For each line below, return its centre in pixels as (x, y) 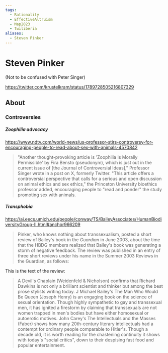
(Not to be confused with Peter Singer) (45, 77)
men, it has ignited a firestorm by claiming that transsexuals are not (87, 308)
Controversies (23, 117)
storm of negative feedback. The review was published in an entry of (89, 250)
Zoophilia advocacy (27, 129)
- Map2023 (20, 24)
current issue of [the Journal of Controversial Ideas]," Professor (83, 168)
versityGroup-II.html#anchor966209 (43, 225)
